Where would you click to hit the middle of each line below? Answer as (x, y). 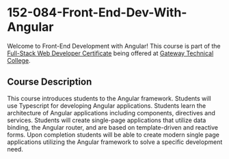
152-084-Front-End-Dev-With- (97, 13)
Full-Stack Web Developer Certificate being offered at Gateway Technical (110, 53)
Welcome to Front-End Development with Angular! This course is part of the (114, 46)
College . (19, 60)
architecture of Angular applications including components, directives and (111, 113)
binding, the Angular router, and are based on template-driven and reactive (113, 127)
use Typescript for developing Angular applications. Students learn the (107, 105)
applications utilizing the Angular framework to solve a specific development (115, 142)
